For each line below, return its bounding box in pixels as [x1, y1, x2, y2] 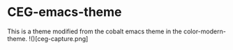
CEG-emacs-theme [7, 4, 122, 20]
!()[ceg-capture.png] [29, 34, 89, 42]
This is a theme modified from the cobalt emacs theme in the [7, 27, 183, 35]
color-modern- [183, 27, 227, 35]
